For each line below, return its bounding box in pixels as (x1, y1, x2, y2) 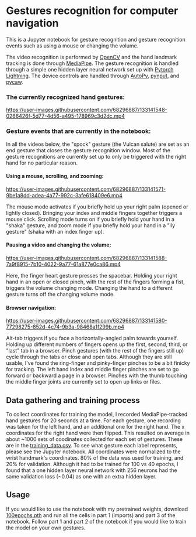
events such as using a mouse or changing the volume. (6, 42, 139, 49)
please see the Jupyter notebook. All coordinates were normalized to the (6, 448, 181, 455)
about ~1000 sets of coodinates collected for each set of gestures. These (6, 435, 183, 443)
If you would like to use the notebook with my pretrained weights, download (6, 505, 188, 512)
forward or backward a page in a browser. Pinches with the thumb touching (6, 372, 188, 379)
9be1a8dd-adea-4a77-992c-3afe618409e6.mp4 (6, 191, 123, 199)
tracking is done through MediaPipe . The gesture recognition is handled (6, 60, 179, 67)
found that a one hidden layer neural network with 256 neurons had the (6, 467, 177, 474)
